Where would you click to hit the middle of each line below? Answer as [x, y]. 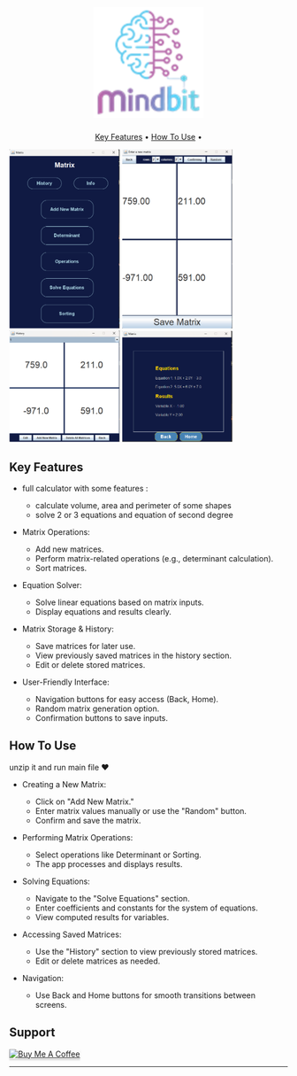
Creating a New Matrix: [64, 784]
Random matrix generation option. [97, 708]
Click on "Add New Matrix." [84, 801]
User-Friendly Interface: [65, 682]
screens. [51, 1004]
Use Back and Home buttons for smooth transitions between [145, 995]
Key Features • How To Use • [148, 136]
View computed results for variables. [102, 917]
